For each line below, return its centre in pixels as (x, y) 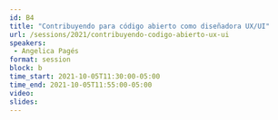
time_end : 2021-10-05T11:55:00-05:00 (81, 85)
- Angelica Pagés (46, 51)
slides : (24, 102)
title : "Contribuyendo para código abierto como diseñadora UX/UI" (140, 26)
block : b (26, 69)
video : (22, 93)
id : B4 (22, 18)
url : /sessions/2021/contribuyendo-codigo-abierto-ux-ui (119, 34)
